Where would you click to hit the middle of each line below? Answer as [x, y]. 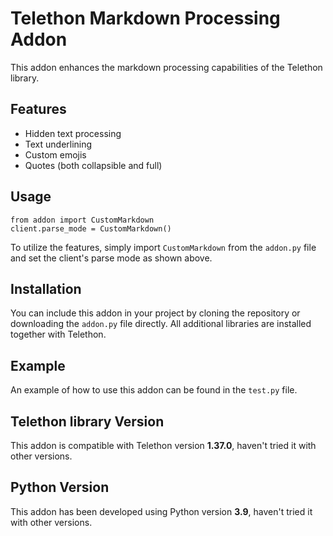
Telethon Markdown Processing [145, 18]
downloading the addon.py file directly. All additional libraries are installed [161, 324]
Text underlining [58, 144]
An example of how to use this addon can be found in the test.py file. [154, 390]
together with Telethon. [58, 334]
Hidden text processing [73, 133]
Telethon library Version [87, 421]
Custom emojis [55, 154]
